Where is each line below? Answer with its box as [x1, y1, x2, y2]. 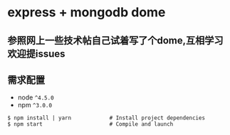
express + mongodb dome [7, 4, 166, 21]
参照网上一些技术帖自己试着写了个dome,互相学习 [7, 34, 224, 46]
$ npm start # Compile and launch [7, 121, 174, 128]
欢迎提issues [7, 48, 66, 60]
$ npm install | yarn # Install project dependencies [7, 114, 205, 121]
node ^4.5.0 [17, 93, 55, 102]
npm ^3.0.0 [17, 101, 52, 109]
